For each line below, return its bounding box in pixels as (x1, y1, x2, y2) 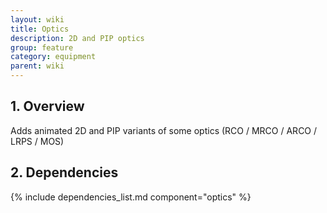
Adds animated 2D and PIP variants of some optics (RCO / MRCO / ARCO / (10, 124, 318, 136)
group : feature (10, 42, 74, 53)
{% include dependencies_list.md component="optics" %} (10, 191, 252, 203)
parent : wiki (10, 61, 65, 71)
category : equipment (10, 52, 97, 62)
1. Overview (10, 98, 85, 115)
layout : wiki (10, 14, 65, 25)
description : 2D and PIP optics (10, 33, 145, 43)
